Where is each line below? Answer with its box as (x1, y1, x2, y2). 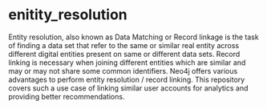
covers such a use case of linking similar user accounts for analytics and (8, 83, 249, 93)
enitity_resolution (8, 6, 128, 24)
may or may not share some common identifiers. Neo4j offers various (8, 66, 238, 75)
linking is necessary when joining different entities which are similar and (8, 58, 246, 67)
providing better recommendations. (8, 91, 125, 101)
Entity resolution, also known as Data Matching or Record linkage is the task (8, 32, 259, 42)
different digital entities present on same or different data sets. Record (8, 49, 241, 59)
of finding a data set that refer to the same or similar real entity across (8, 40, 239, 50)
